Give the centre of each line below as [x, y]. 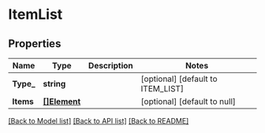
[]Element [62, 102]
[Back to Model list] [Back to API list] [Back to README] [99, 121]
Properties [35, 44]
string [54, 84]
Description [111, 66]
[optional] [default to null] [188, 102]
